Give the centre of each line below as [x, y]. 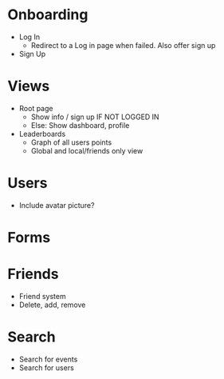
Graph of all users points [71, 142]
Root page [36, 108]
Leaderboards [42, 134]
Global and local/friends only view [87, 150]
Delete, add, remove [52, 305]
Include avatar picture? [57, 205]
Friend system [42, 296]
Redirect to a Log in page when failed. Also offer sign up [123, 45]
